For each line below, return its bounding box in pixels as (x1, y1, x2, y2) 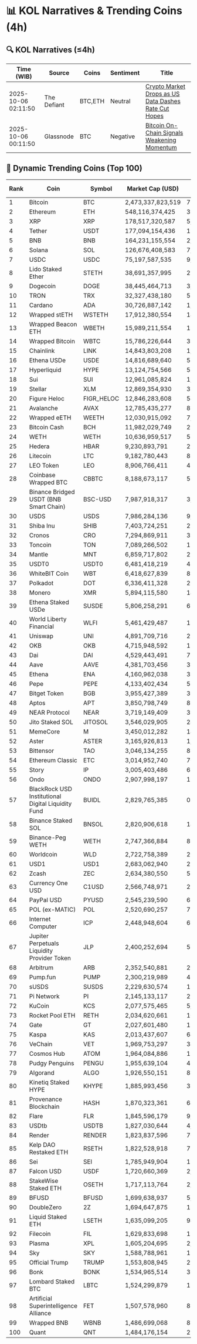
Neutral (110, 97, 131, 105)
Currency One (29, 879, 69, 887)
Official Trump (29, 1258, 69, 1266)
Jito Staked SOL (29, 718, 73, 726)
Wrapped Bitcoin (29, 337, 75, 345)
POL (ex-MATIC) (29, 905, 76, 913)
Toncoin (29, 541, 52, 549)
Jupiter (29, 932, 49, 940)
